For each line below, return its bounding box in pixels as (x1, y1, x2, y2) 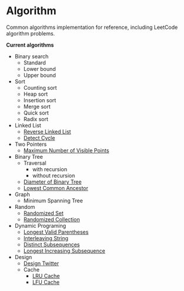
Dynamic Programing (14, 222, 67, 229)
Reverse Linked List (23, 128, 71, 135)
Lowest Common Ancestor (23, 184, 88, 191)
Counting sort (23, 84, 57, 91)
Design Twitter (23, 260, 59, 267)
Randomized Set (23, 210, 64, 217)
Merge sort (23, 103, 51, 110)
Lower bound (23, 65, 56, 72)
